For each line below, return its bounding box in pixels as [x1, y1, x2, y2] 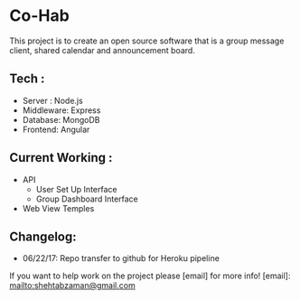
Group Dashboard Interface [35, 193, 138, 204]
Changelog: [9, 229, 77, 244]
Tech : [9, 71, 45, 87]
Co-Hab [9, 5, 70, 26]
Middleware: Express [22, 105, 101, 116]
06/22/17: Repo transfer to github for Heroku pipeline [22, 253, 220, 264]
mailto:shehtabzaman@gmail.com [9, 280, 136, 291]
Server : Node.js [22, 95, 83, 106]
